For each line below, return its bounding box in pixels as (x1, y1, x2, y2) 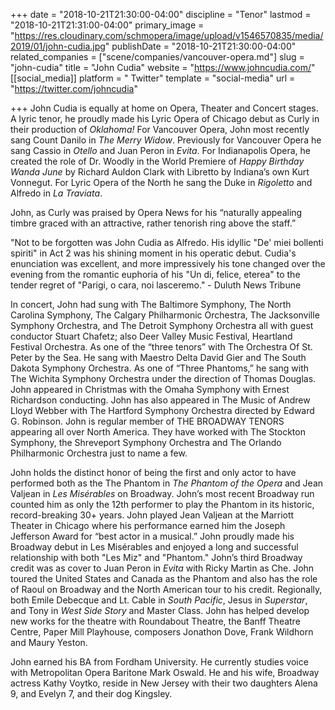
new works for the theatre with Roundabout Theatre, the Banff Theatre (10, 615, 301, 627)
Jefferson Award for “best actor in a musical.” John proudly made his (10, 530, 295, 542)
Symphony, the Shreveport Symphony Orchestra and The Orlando (10, 437, 282, 448)
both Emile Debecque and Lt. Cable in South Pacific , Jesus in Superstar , (10, 594, 308, 606)
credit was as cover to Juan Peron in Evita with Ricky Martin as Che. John (10, 562, 315, 574)
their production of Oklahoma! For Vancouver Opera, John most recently (10, 124, 310, 135)
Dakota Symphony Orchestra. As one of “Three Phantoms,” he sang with (10, 362, 310, 374)
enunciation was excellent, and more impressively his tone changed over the (10, 258, 326, 269)
